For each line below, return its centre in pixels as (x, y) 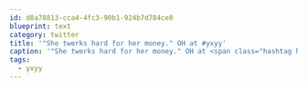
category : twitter (44, 34)
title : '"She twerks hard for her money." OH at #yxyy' (118, 43)
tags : (20, 60)
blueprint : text (40, 26)
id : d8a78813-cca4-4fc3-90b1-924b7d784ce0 (91, 18)
